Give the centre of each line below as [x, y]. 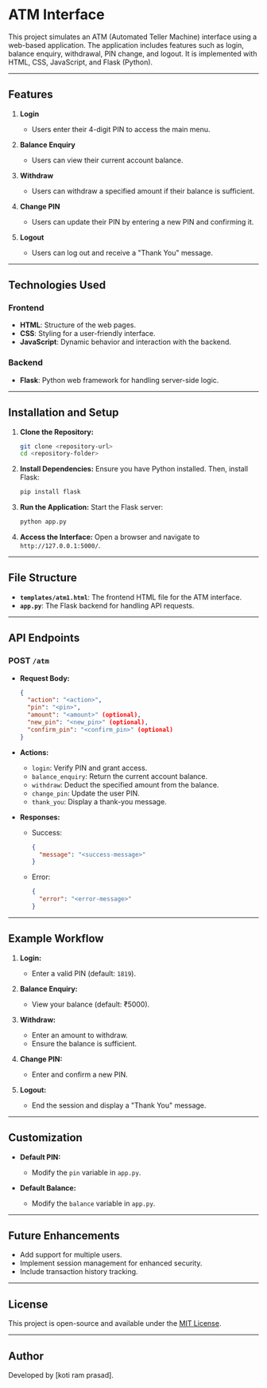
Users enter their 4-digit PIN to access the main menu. [121, 129]
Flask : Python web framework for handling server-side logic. [119, 380]
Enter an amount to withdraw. [80, 1035]
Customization [46, 1138]
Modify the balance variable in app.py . [93, 1203]
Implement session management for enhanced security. [111, 1263]
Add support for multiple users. [71, 1255]
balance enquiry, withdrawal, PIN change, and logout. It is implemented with [133, 53]
